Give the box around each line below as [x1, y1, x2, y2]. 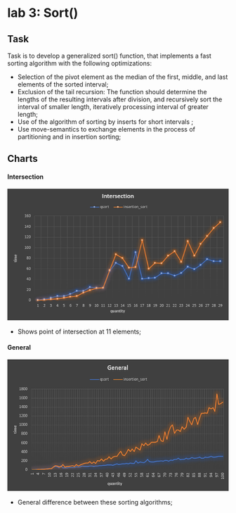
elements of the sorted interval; [17, 80, 109, 89]
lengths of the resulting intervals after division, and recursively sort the [17, 95, 223, 103]
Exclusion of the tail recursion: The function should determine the [17, 88, 207, 96]
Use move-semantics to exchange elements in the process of [17, 125, 195, 133]
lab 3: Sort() [7, 5, 79, 21]
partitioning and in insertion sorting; [17, 132, 122, 141]
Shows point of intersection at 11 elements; [17, 327, 142, 336]
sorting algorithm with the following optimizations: [7, 59, 152, 68]
